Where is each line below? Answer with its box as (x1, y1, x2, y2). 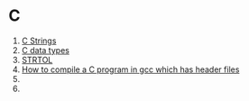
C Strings (21, 35, 57, 46)
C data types (21, 44, 69, 55)
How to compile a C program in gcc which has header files (21, 64, 240, 75)
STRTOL (21, 54, 53, 65)
